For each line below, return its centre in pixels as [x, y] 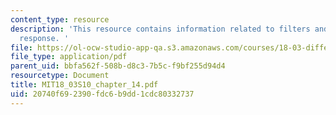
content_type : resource [60, 19]
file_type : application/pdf [69, 57]
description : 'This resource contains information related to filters [160, 29]
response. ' [44, 38]
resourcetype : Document [60, 76]
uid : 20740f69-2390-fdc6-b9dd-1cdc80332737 [102, 94]
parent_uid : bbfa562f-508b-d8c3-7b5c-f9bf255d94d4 [118, 66]
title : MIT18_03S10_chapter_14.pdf [84, 85]
